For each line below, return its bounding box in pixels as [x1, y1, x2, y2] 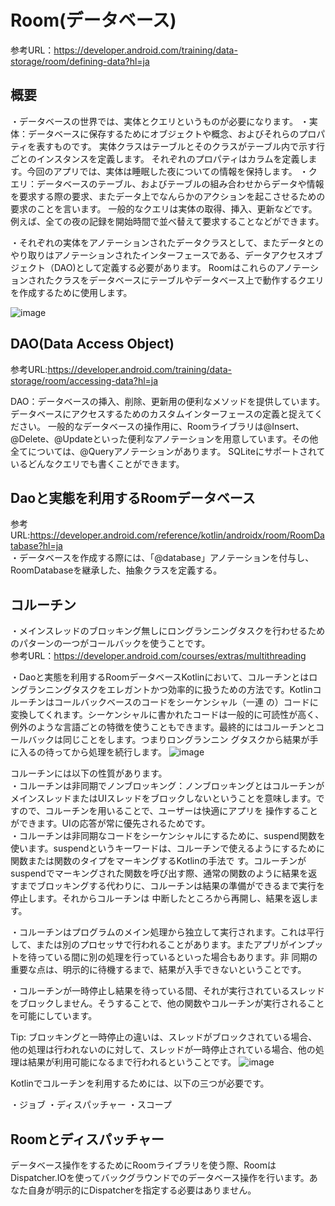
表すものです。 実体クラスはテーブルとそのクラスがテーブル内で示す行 [36, 140, 326, 152]
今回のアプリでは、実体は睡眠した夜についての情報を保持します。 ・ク [26, 165, 318, 177]
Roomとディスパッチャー [10, 1131, 165, 1148]
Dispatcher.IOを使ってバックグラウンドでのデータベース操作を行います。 [10, 1172, 310, 1183]
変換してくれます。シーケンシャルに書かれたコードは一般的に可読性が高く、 [10, 709, 325, 721]
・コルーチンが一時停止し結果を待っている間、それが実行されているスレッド [10, 985, 325, 997]
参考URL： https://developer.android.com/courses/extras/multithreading [10, 650, 307, 662]
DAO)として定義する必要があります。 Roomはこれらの [53, 261, 277, 273]
